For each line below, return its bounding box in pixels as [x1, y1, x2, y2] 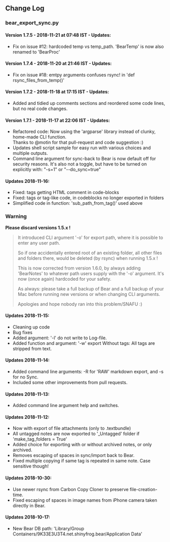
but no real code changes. [12, 105, 67, 112]
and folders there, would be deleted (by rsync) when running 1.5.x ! [17, 255, 158, 261]
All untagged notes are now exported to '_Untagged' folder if [12, 430, 140, 437]
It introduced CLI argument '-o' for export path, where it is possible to [17, 234, 163, 240]
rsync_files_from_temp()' [12, 77, 64, 83]
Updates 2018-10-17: [5, 514, 50, 520]
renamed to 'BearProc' [12, 48, 60, 55]
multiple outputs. [12, 150, 48, 156]
